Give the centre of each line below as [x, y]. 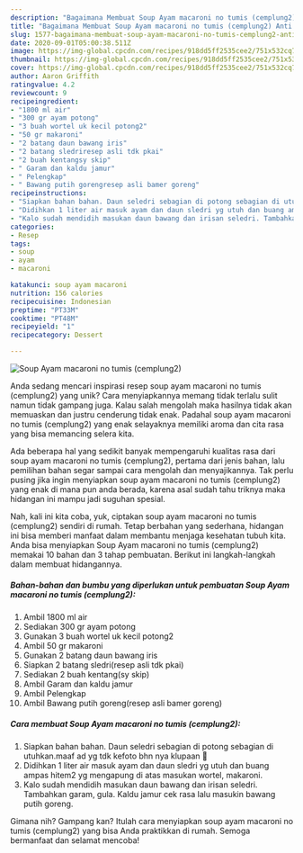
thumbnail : [31, 59]
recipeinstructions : [49, 193]
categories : [32, 227]
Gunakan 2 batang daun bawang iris [90, 655]
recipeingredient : [45, 101]
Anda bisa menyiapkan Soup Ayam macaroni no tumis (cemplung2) [134, 545]
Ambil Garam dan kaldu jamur [78, 684]
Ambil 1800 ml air [55, 616]
